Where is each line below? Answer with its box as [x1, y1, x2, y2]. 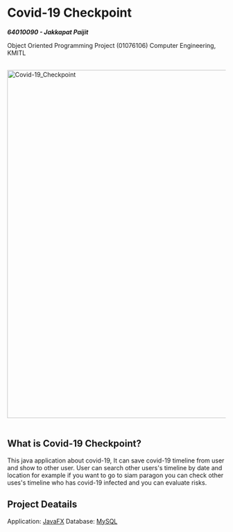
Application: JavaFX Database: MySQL [7, 517, 118, 525]
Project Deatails [7, 499, 78, 510]
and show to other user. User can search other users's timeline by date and [7, 463, 223, 472]
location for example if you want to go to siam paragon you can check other [7, 471, 224, 479]
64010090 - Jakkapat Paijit [7, 28, 89, 36]
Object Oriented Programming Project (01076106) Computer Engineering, [7, 41, 216, 49]
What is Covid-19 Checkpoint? [7, 438, 142, 449]
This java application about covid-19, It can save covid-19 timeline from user [7, 456, 225, 465]
